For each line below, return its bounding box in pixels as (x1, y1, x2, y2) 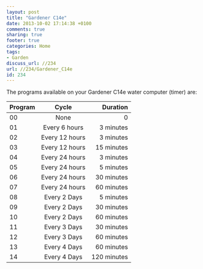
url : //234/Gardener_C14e (6, 66, 72, 72)
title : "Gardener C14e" (6, 15, 67, 21)
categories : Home (6, 44, 51, 50)
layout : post (6, 9, 40, 15)
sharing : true (6, 32, 43, 38)
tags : (6, 49, 20, 55)
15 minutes (95, 143, 128, 152)
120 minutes (91, 252, 128, 261)
